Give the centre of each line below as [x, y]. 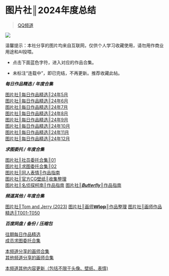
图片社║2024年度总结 [51, 10]
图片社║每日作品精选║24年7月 [37, 107]
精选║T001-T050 [23, 213]
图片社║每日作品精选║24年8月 [37, 113]
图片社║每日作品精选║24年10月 [38, 126]
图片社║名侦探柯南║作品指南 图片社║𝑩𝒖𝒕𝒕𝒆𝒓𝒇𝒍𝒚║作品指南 [63, 185]
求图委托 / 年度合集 [25, 149]
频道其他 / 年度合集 [25, 196]
